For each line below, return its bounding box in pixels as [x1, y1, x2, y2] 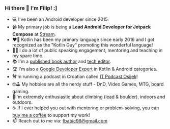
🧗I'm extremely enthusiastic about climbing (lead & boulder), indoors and [12, 94, 165, 100]
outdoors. [12, 99, 33, 105]
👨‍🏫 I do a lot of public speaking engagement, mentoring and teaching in [12, 48, 163, 54]
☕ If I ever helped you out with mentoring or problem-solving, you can [12, 105, 159, 111]
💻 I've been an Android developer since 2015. [12, 16, 109, 22]
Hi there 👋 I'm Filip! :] [5, 5, 58, 12]
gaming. [12, 89, 30, 95]
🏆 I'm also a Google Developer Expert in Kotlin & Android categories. [12, 66, 157, 72]
